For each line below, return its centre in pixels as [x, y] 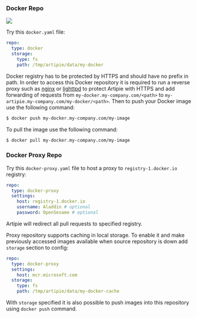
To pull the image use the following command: [62, 129]
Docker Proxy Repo [34, 155]
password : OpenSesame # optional [58, 213]
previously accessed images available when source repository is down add [97, 241]
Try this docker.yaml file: [36, 32]
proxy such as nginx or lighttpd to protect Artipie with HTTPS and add [91, 88]
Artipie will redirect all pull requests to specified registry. [74, 223]
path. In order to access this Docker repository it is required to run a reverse [98, 82]
